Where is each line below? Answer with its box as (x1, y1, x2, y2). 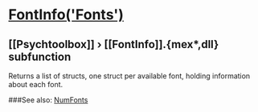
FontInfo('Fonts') (8, 6, 125, 24)
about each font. (8, 80, 63, 89)
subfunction (8, 50, 72, 63)
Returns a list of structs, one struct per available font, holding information (8, 71, 251, 81)
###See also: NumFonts (8, 95, 88, 105)
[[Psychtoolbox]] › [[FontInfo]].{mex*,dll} (8, 38, 219, 51)
